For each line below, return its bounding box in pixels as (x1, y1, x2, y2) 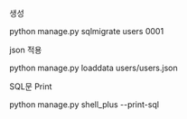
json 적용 (9, 44, 42, 55)
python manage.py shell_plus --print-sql (9, 99, 160, 110)
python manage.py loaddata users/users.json (9, 62, 178, 73)
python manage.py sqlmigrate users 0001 (9, 26, 164, 36)
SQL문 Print (9, 81, 52, 92)
